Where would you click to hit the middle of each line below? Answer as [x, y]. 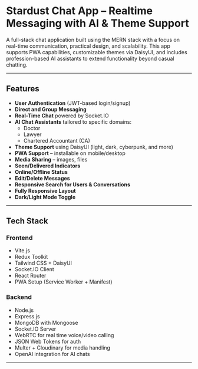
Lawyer [32, 134]
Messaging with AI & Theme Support [98, 23]
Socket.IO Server [35, 329]
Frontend [19, 238]
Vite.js [22, 251]
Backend [19, 297]
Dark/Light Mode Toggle [45, 197]
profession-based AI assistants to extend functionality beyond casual [90, 58]
